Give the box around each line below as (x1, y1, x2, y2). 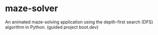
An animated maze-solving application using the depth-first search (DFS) (5, 19, 154, 25)
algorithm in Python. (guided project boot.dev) (5, 24, 99, 30)
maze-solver (5, 3, 58, 14)
